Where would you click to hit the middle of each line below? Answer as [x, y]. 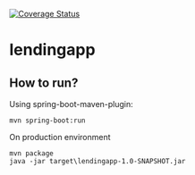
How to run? [44, 83]
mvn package [31, 154]
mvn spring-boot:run [48, 121]
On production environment [60, 137]
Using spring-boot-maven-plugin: [72, 104]
